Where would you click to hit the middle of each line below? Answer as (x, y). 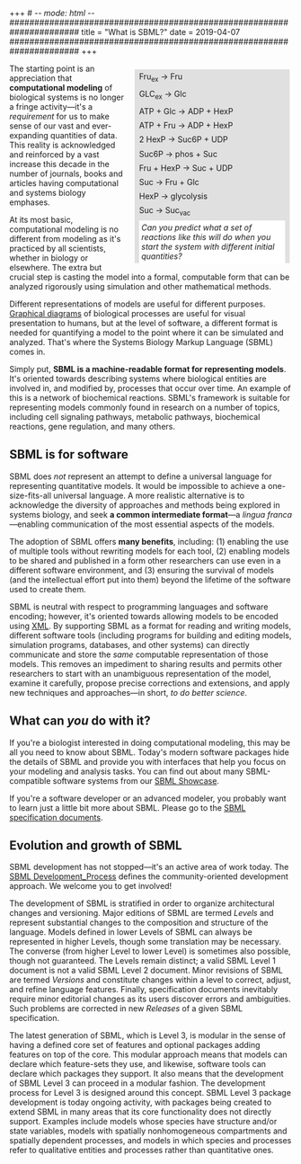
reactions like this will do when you (206, 237)
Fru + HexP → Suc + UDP (186, 168)
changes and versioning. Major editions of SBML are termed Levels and (142, 913)
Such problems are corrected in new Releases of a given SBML (126, 1009)
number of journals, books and (66, 173)
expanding (29, 135)
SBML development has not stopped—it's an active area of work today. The (149, 867)
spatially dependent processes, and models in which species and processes (150, 1141)
